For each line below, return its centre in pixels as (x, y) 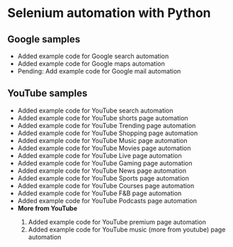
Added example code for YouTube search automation (95, 110)
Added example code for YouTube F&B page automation (100, 193)
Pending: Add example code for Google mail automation (99, 71)
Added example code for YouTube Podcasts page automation (107, 200)
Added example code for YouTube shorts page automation (103, 117)
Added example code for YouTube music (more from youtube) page (127, 229)
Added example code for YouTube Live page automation (100, 155)
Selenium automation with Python (109, 13)
